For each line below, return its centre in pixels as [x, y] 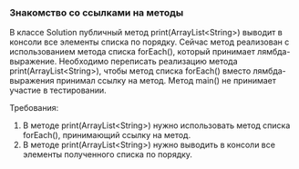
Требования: [34, 108]
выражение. [33, 62]
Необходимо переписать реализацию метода [149, 62]
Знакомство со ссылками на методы [97, 13]
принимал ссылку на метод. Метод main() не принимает [166, 81]
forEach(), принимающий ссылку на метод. [107, 135]
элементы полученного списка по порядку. [108, 154]
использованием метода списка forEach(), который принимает [132, 52]
